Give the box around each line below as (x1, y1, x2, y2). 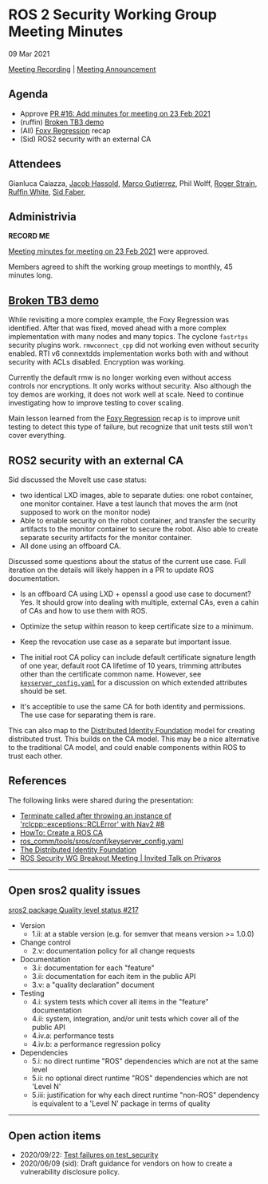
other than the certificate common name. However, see (19, 669, 202, 679)
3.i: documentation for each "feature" (31, 963, 155, 973)
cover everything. (8, 431, 66, 440)
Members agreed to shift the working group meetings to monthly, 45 (8, 262, 233, 272)
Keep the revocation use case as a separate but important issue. (19, 637, 232, 646)
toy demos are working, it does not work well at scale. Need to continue (8, 389, 245, 400)
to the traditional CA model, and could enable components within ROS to (8, 743, 246, 752)
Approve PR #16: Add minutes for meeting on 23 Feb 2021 (19, 109, 211, 118)
